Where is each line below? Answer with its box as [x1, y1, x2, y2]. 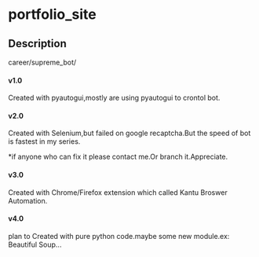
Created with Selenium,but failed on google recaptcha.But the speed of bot [8, 128, 251, 138]
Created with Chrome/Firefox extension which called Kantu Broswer [8, 187, 228, 197]
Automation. [8, 196, 48, 205]
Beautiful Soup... [8, 240, 62, 249]
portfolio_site [8, 6, 97, 24]
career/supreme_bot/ [8, 57, 77, 67]
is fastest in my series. [8, 137, 81, 146]
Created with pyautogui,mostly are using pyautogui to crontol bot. [8, 93, 221, 103]
